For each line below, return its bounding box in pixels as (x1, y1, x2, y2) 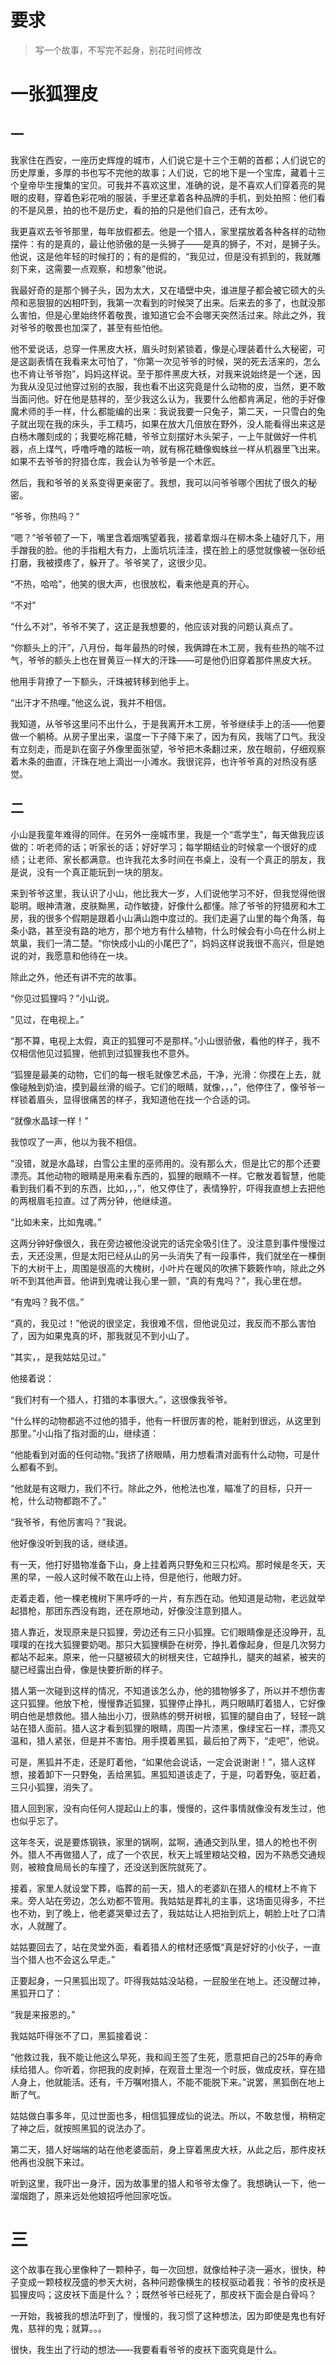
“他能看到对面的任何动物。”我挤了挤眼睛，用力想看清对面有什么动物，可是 (10, 1448, 312, 1460)
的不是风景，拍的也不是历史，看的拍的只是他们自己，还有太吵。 (10, 204, 273, 216)
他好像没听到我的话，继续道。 (10, 1537, 133, 1549)
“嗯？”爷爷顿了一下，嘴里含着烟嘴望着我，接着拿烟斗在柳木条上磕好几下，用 (10, 531, 325, 543)
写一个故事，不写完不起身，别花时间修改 (34, 44, 202, 56)
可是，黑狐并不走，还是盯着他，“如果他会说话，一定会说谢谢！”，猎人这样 (10, 1756, 317, 1768)
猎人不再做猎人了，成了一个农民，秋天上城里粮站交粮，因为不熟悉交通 (27, 1848, 317, 1860)
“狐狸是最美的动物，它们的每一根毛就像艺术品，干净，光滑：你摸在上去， (10, 1068, 313, 1080)
